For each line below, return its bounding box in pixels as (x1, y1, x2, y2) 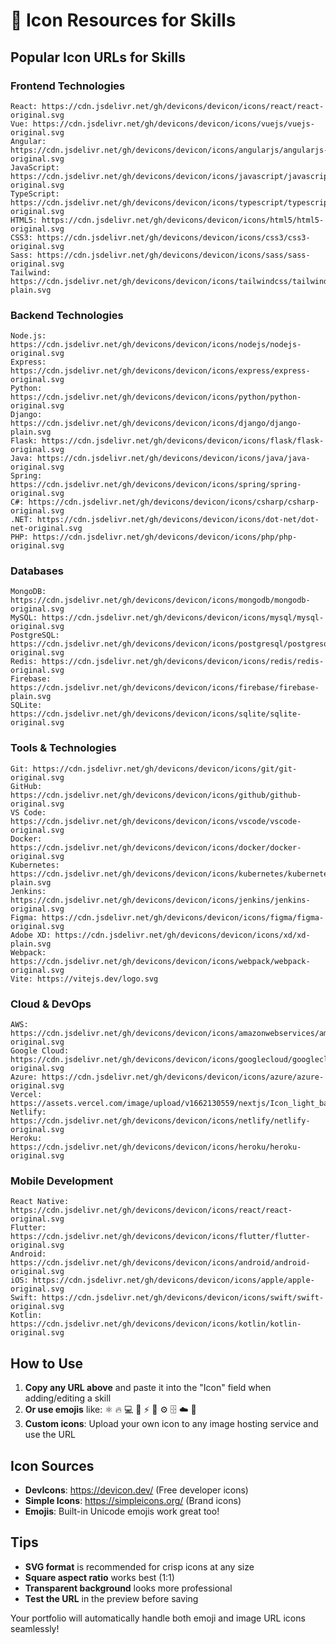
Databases (10, 564, 64, 578)
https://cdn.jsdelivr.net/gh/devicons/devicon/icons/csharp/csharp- (28, 497, 320, 508)
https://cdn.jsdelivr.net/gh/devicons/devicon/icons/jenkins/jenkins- (10, 895, 311, 905)
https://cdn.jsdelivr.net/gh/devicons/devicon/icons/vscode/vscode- (10, 816, 302, 826)
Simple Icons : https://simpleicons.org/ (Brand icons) (24, 1494, 242, 1506)
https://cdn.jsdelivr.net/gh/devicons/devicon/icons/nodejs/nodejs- (10, 340, 302, 350)
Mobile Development (10, 1174, 114, 1188)
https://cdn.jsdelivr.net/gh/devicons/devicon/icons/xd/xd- (54, 930, 311, 940)
